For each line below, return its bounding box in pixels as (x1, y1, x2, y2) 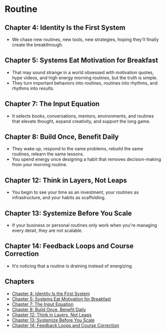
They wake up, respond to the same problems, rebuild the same (11, 146, 143, 152)
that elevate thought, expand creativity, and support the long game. (11, 118, 151, 124)
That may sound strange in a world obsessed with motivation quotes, (11, 69, 154, 75)
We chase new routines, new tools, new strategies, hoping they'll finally (11, 36, 159, 42)
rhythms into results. (11, 85, 54, 91)
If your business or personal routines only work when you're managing (11, 222, 158, 228)
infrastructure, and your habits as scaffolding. (11, 195, 106, 201)
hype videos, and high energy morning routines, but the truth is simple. (11, 75, 158, 81)
